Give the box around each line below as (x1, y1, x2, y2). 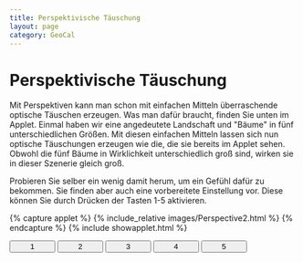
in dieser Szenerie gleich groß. (9, 158, 125, 169)
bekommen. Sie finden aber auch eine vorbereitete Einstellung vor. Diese (9, 185, 284, 196)
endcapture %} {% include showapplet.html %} (9, 223, 188, 234)
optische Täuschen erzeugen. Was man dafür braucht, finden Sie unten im (9, 110, 289, 121)
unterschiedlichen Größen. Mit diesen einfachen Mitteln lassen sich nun (9, 129, 279, 140)
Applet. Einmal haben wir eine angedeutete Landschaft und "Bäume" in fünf (9, 120, 294, 131)
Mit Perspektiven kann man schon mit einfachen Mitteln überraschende (9, 100, 278, 110)
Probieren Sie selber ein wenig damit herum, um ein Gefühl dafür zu (9, 175, 265, 187)
